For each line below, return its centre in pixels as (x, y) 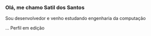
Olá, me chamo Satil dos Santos (45, 7)
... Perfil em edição (25, 28)
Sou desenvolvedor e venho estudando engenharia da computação (75, 18)
